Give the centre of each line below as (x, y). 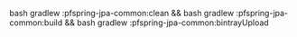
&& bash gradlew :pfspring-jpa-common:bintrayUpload (167, 23)
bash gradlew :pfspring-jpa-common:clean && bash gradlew (122, 13)
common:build (36, 23)
